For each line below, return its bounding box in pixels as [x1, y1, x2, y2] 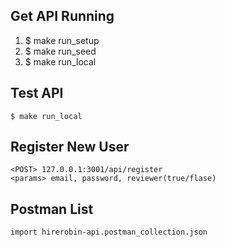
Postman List [10, 200, 94, 218]
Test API [10, 85, 64, 102]
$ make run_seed [24, 45, 97, 57]
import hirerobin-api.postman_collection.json [10, 227, 208, 238]
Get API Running [10, 8, 115, 25]
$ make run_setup [24, 34, 100, 46]
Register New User [10, 139, 130, 156]
